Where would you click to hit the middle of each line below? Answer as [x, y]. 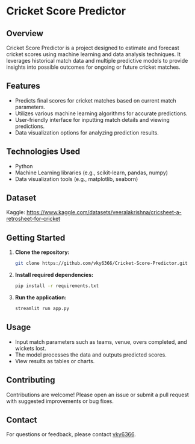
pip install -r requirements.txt [57, 286]
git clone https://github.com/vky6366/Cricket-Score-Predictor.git [101, 264]
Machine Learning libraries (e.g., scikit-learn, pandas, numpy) [91, 173]
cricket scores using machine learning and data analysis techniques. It [94, 54]
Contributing [31, 380]
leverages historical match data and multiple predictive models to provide [97, 61]
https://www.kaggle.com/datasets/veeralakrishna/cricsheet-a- [104, 212]
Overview [25, 33]
